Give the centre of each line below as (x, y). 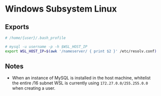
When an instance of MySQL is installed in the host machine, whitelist (81, 78)
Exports (17, 27)
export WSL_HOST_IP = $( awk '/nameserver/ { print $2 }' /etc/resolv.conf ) (81, 51)
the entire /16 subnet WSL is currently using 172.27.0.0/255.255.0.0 (80, 83)
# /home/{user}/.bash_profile (36, 38)
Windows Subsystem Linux (61, 9)
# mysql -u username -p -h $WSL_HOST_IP (46, 47)
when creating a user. (34, 88)
